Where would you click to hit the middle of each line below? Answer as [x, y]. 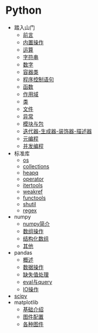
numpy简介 [36, 223]
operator [33, 179]
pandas [23, 252]
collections [36, 166]
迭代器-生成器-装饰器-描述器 [57, 131]
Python [23, 10]
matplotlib [26, 302]
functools [34, 198]
